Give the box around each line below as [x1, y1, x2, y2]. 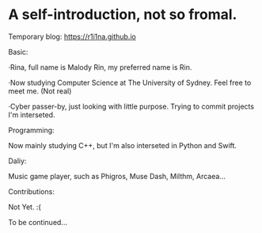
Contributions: [8, 186, 55, 196]
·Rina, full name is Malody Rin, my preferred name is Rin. [8, 62, 192, 72]
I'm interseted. [8, 109, 55, 120]
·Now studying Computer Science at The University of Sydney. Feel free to [8, 78, 252, 87]
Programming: [8, 125, 55, 135]
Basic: [8, 47, 28, 56]
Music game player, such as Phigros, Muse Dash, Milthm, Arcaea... [8, 171, 226, 181]
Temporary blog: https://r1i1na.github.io [8, 32, 136, 41]
